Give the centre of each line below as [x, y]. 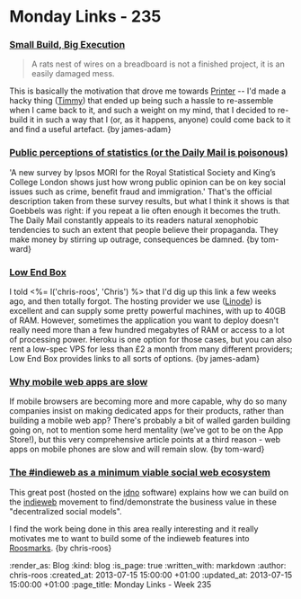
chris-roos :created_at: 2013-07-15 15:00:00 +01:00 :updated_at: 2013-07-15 [151, 575]
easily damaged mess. [73, 74]
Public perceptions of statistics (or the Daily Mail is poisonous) [149, 153]
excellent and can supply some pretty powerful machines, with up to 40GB [147, 311]
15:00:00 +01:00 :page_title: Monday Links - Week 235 [111, 584]
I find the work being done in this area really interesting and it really [134, 529]
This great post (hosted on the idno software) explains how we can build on [149, 492]
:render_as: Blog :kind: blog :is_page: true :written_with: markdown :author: [148, 565]
